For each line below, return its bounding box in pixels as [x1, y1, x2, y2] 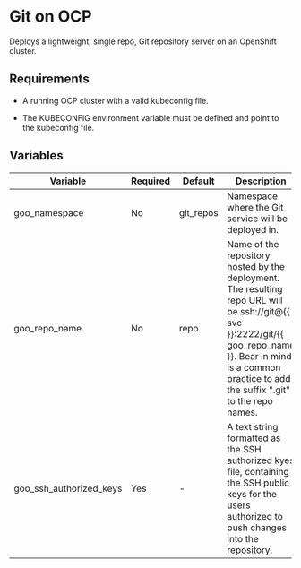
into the [227, 532, 260, 545]
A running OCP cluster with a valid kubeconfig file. [21, 95, 209, 106]
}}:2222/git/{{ [227, 327, 285, 340]
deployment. [227, 271, 280, 284]
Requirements [9, 72, 90, 87]
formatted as [227, 432, 281, 444]
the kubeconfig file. [21, 122, 95, 133]
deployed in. [227, 223, 279, 236]
